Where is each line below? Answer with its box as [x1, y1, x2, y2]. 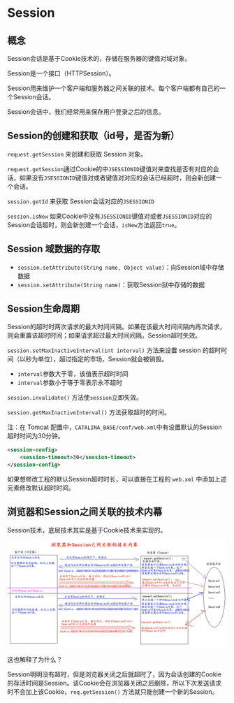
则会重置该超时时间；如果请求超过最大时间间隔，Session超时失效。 [7, 331, 201, 340]
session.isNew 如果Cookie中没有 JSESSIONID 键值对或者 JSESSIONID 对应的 [7, 212, 212, 220]
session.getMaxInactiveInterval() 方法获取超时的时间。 [7, 408, 171, 416]
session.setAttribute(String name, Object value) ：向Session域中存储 [17, 263, 225, 271]
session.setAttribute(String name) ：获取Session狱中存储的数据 [17, 280, 205, 289]
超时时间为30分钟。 [7, 432, 64, 440]
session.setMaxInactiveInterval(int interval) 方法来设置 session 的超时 [7, 346, 221, 354]
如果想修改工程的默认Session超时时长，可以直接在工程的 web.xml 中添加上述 [7, 475, 227, 484]
